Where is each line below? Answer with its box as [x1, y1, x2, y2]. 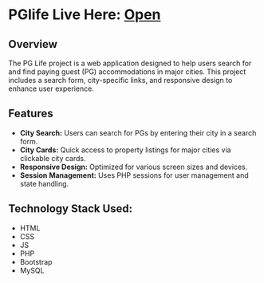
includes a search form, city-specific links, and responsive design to [8, 76, 233, 85]
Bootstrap [19, 257, 53, 266]
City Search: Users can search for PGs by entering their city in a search [19, 128, 257, 137]
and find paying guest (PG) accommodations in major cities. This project [8, 67, 246, 77]
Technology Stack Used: [8, 202, 133, 216]
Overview [8, 37, 58, 51]
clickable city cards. [19, 153, 86, 163]
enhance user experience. [8, 84, 94, 93]
